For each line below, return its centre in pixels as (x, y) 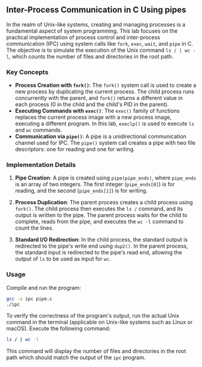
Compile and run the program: (44, 287)
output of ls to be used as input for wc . (63, 259)
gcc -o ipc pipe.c (29, 299)
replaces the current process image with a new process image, (93, 118)
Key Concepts (27, 72)
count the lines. (34, 228)
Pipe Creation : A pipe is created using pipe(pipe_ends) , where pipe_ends (106, 178)
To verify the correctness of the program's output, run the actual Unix (93, 316)
